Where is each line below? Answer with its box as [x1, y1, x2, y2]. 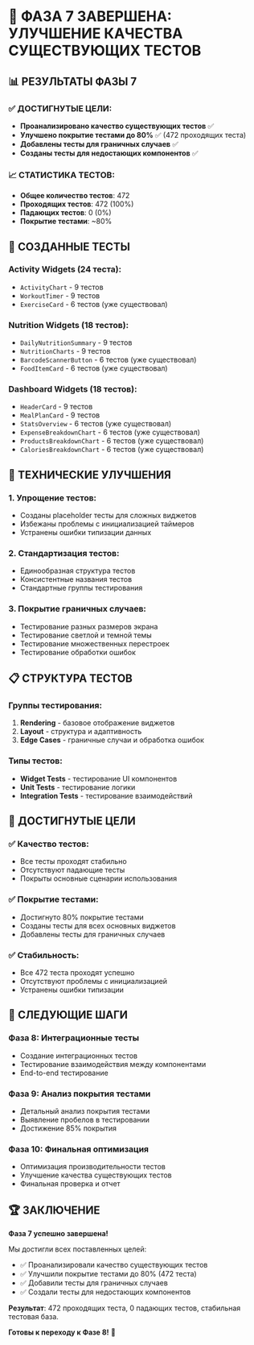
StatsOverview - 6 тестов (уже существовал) [19, 419, 172, 429]
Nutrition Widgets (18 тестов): [8, 319, 129, 330]
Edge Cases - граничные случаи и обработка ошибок [19, 735, 205, 745]
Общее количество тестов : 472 [19, 191, 130, 201]
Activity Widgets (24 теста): [8, 264, 122, 275]
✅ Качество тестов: [8, 838, 90, 849]
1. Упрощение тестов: [8, 492, 97, 503]
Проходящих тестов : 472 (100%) [19, 199, 134, 209]
